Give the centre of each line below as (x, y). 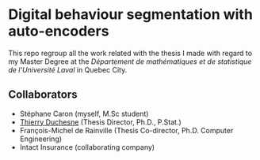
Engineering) (40, 139)
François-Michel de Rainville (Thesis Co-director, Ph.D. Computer (126, 130)
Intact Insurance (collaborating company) (87, 147)
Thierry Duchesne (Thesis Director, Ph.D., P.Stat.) (101, 122)
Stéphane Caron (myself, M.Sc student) (84, 113)
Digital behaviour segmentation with (131, 15)
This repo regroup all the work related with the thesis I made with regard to (130, 53)
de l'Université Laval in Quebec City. (68, 69)
